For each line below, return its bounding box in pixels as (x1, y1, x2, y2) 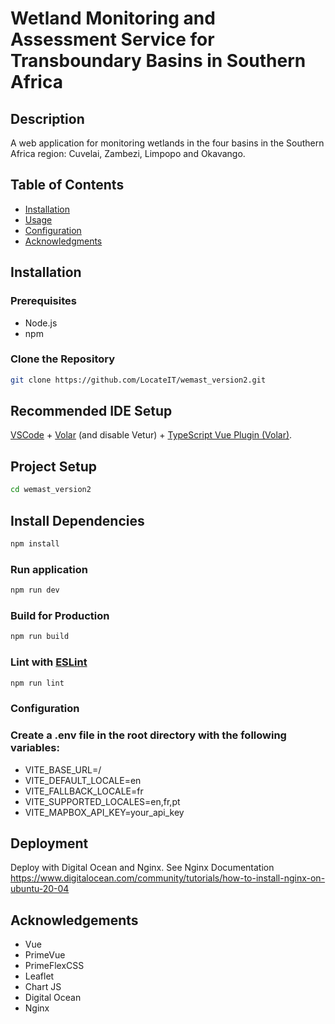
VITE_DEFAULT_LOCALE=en (24, 774, 142, 786)
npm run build (10, 632, 70, 642)
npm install (10, 538, 60, 549)
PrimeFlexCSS (24, 960, 85, 972)
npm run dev (10, 585, 60, 596)
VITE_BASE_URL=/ (24, 763, 102, 776)
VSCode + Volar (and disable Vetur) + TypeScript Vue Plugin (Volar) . (10, 429, 293, 441)
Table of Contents (10, 177, 125, 194)
